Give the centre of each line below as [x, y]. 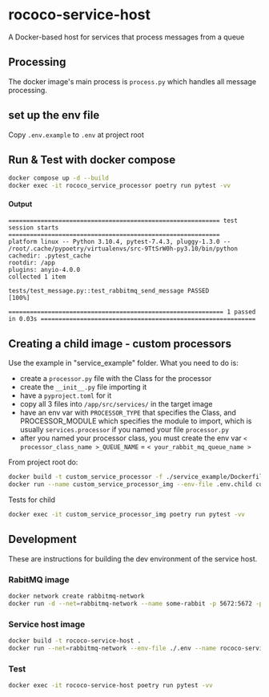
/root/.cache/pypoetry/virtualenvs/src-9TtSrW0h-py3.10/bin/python [123, 249]
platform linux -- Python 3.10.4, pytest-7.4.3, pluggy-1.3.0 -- [119, 242]
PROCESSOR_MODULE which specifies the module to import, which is [136, 421]
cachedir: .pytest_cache [50, 256]
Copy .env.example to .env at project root [76, 135]
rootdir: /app [32, 263]
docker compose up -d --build [59, 178]
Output [20, 204]
